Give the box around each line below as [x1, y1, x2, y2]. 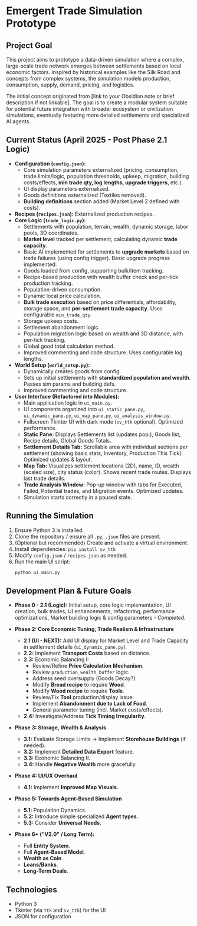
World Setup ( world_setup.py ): [14, 361, 90, 369]
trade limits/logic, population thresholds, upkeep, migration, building [23, 172, 189, 180]
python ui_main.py [14, 569, 60, 575]
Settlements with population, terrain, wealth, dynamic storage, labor [23, 223, 189, 230]
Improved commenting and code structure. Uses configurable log [23, 348, 183, 356]
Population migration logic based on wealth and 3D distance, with [23, 330, 183, 337]
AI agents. [6, 118, 31, 125]
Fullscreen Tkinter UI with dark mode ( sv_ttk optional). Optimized [23, 418, 183, 425]
